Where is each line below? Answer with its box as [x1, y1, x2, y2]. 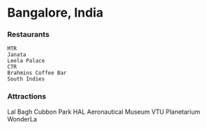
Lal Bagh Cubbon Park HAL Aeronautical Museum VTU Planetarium [7, 108, 201, 116]
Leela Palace [7, 58, 45, 64]
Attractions [7, 92, 47, 101]
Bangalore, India [7, 5, 104, 21]
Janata [7, 51, 26, 58]
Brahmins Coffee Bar [7, 69, 68, 77]
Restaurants [7, 30, 50, 40]
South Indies [7, 76, 45, 83]
